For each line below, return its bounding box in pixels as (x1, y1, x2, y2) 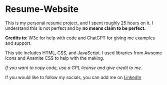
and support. (5, 40, 31, 46)
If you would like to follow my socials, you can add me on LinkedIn (5, 74, 141, 80)
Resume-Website (5, 3, 79, 15)
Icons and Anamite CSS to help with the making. (5, 55, 104, 61)
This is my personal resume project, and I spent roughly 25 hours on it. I (5, 20, 153, 26)
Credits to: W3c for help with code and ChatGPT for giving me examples (5, 35, 155, 41)
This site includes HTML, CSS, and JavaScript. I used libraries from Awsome (5, 50, 162, 56)
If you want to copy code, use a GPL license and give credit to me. (5, 65, 142, 71)
